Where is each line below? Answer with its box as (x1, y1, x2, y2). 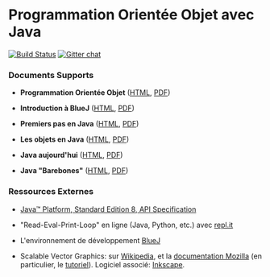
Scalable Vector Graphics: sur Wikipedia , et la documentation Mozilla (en (19, 251, 262, 261)
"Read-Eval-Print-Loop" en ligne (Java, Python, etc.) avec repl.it (19, 220, 234, 229)
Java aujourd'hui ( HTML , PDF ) (19, 151, 123, 160)
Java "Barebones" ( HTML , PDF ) (19, 166, 129, 176)
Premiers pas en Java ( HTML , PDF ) (19, 119, 139, 129)
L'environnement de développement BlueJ (19, 235, 161, 245)
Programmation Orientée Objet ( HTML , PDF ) (19, 88, 171, 97)
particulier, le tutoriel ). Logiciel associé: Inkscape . (19, 259, 185, 269)
